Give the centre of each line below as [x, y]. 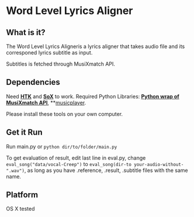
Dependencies [33, 82]
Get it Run [24, 132]
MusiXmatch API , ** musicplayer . [46, 102]
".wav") [15, 171]
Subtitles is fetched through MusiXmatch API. [61, 64]
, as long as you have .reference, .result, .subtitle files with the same [106, 170]
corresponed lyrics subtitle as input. [49, 53]
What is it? [26, 32]
